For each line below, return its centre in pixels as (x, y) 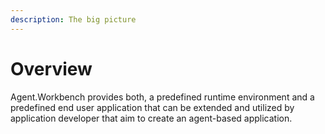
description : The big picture (73, 19)
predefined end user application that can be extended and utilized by (152, 107)
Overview (51, 68)
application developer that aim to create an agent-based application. (151, 118)
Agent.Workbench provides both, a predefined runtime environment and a (162, 97)
